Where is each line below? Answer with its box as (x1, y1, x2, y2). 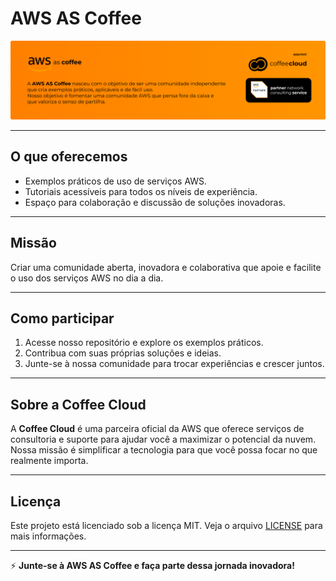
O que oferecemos (10, 148, 128, 166)
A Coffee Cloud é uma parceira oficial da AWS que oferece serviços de (10, 423, 305, 435)
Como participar (10, 310, 115, 327)
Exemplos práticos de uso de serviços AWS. (24, 175, 208, 187)
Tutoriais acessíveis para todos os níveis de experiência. (24, 185, 258, 197)
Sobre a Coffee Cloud (10, 396, 147, 413)
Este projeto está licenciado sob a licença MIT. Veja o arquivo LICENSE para (10, 520, 323, 531)
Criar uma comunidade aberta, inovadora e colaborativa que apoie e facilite (10, 261, 322, 273)
